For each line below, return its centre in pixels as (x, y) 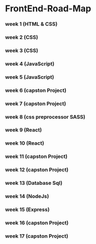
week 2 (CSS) (22, 38)
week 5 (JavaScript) (30, 77)
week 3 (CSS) (22, 50)
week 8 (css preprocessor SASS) (45, 117)
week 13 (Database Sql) (34, 183)
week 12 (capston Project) (37, 170)
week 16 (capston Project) (37, 223)
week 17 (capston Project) (37, 236)
